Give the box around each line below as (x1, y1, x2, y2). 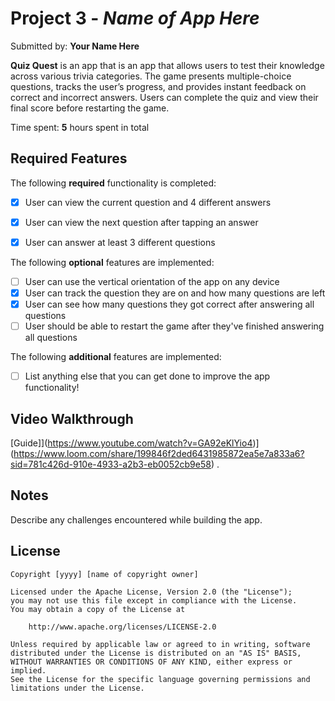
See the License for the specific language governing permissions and (10, 674, 311, 684)
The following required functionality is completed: (10, 177, 217, 189)
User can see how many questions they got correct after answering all (24, 298, 315, 311)
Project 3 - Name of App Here (10, 7, 260, 30)
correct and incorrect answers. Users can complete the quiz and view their (10, 91, 319, 103)
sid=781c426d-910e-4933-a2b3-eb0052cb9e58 (10, 458, 212, 471)
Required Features (10, 150, 128, 167)
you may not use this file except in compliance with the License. (10, 595, 298, 606)
